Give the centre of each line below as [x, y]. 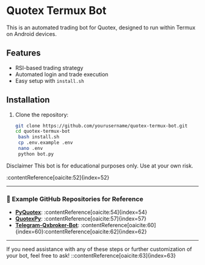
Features [23, 53]
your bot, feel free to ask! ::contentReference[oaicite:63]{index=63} [91, 256]
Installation [28, 100]
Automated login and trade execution [62, 74]
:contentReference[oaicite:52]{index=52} [58, 177]
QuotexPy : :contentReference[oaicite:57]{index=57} [81, 219]
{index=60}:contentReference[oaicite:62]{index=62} [81, 231]
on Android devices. [31, 34]
